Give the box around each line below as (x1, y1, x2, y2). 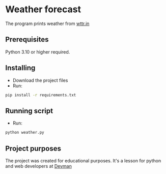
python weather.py (5, 130, 44, 135)
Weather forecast (5, 4, 81, 15)
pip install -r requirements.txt (5, 92, 76, 97)
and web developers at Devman (5, 163, 72, 169)
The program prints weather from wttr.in (5, 20, 90, 27)
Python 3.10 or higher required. (5, 48, 70, 55)
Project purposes (5, 144, 61, 153)
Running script (5, 106, 53, 115)
